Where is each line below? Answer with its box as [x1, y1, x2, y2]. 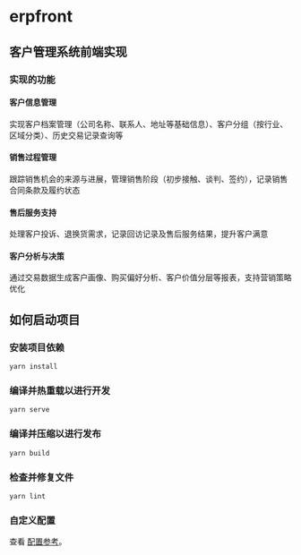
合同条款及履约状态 [9, 184, 81, 195]
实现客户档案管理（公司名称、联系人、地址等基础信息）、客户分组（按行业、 [9, 118, 288, 129]
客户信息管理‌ [9, 97, 56, 108]
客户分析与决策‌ [9, 251, 64, 261]
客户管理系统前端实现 [9, 44, 127, 59]
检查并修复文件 [9, 471, 74, 483]
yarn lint [9, 491, 47, 500]
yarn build [9, 448, 50, 457]
